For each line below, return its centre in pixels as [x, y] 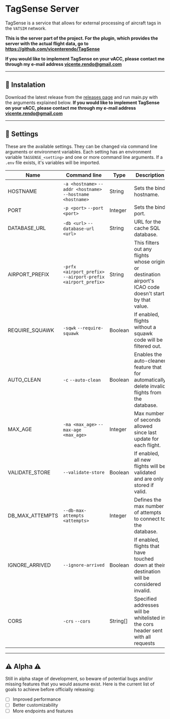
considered [147, 584]
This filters [146, 243]
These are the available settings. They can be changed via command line [81, 146]
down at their [150, 565]
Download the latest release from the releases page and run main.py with [81, 97]
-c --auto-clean [82, 380]
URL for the [147, 221]
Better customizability [35, 705]
